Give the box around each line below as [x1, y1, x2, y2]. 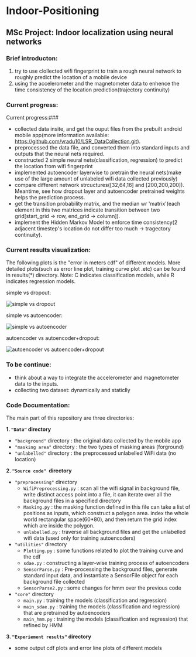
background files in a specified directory [23, 497, 121, 505]
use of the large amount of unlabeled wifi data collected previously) [14, 175, 178, 182]
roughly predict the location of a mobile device [14, 73, 128, 80]
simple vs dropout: [6, 289, 51, 297]
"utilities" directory [14, 541, 67, 548]
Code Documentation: [6, 401, 70, 409]
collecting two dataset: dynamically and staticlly [14, 386, 130, 393]
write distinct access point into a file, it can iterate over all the [23, 491, 171, 498]
